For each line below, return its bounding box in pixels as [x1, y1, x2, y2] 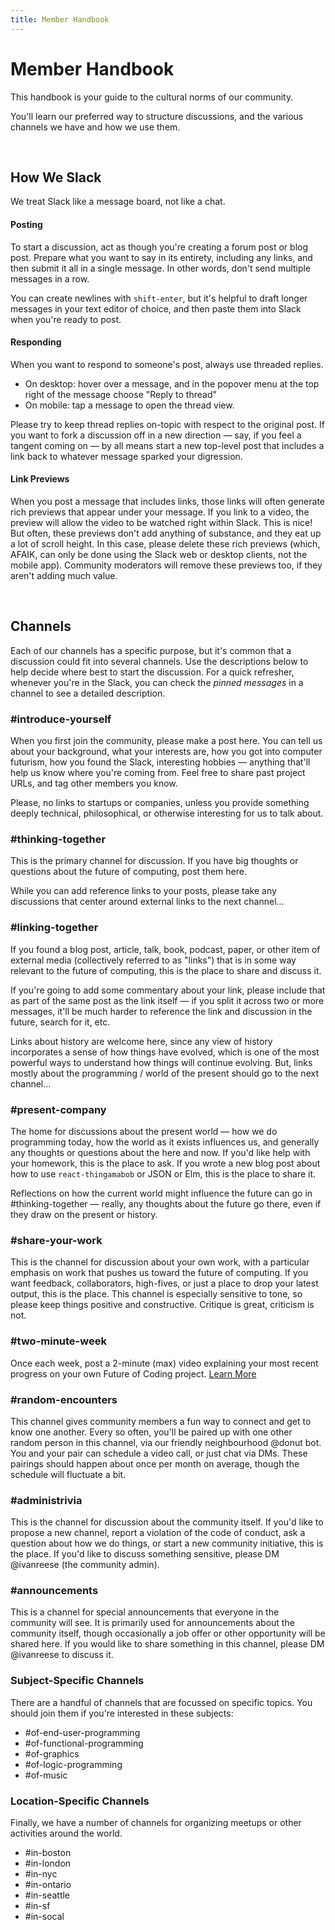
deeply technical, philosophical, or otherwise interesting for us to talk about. [10, 807, 324, 820]
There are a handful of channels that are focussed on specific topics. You [10, 1696, 313, 1708]
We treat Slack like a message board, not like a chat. [10, 196, 226, 208]
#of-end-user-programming [24, 1726, 141, 1738]
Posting [10, 218, 43, 230]
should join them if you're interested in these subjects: [10, 1707, 234, 1719]
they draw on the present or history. [10, 1208, 158, 1220]
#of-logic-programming [24, 1758, 123, 1770]
